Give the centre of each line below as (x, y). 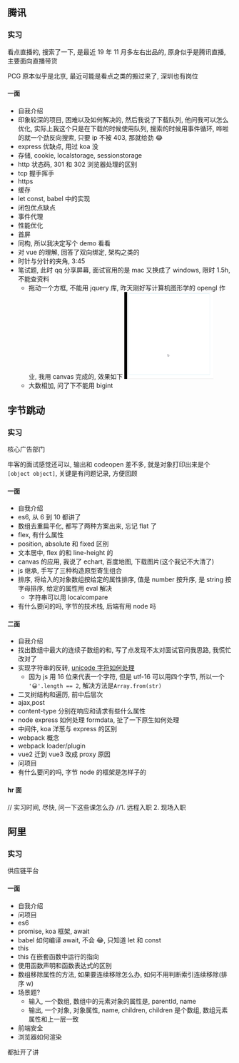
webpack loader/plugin (51, 746)
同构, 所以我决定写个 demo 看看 (64, 243)
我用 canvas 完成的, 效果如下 (81, 377)
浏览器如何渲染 (40, 1037)
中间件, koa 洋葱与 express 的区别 (67, 729)
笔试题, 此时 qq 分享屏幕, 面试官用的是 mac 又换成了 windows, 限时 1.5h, (124, 270)
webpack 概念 (38, 738)
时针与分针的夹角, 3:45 (51, 261)
